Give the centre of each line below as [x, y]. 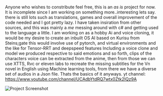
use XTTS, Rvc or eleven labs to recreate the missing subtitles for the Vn [78, 64]
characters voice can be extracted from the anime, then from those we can [80, 58]
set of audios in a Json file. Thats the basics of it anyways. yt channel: [75, 74]
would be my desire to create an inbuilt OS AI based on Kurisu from [72, 38]
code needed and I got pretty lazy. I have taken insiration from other [73, 22]
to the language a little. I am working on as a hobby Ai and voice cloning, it [80, 33]
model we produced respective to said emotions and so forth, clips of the [79, 53]
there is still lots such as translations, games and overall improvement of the [81, 17]
